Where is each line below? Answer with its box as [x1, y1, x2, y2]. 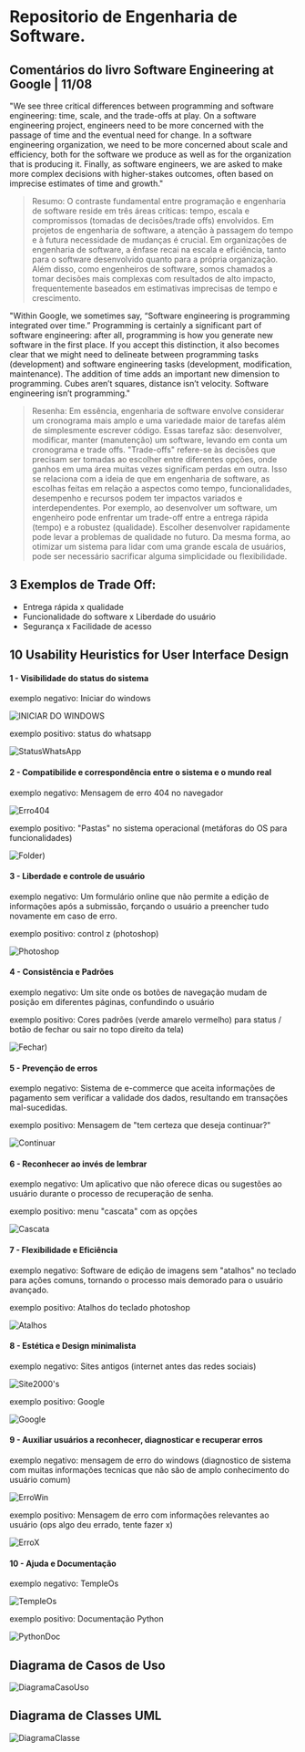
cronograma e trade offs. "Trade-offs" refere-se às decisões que [31, 444, 276, 455]
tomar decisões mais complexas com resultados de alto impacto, [31, 274, 276, 284]
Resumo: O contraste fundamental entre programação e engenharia [31, 196, 287, 206]
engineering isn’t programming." [9, 388, 130, 399]
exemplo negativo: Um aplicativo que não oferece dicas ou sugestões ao [9, 1178, 282, 1189]
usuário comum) [9, 1475, 71, 1486]
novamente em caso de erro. [9, 910, 118, 921]
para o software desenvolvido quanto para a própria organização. [31, 254, 279, 264]
